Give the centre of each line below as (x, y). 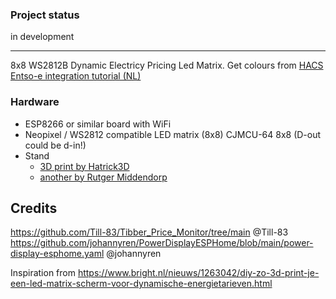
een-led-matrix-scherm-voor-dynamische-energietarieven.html (141, 284)
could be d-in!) (55, 145)
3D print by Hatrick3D (84, 166)
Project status (45, 15)
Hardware (35, 102)
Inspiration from (43, 273)
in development (42, 37)
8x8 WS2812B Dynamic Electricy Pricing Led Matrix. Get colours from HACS (167, 65)
